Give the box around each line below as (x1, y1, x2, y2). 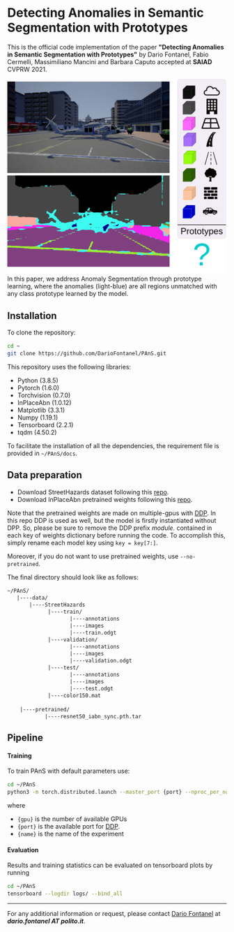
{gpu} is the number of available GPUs (17, 815, 127, 823)
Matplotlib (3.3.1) (17, 406, 65, 414)
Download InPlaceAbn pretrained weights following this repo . (17, 495, 193, 503)
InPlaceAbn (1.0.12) (17, 398, 72, 406)
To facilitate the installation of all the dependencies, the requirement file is (7, 441, 219, 450)
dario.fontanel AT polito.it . (7, 917, 86, 926)
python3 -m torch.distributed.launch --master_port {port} (7, 789, 182, 796)
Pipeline (7, 732, 44, 744)
